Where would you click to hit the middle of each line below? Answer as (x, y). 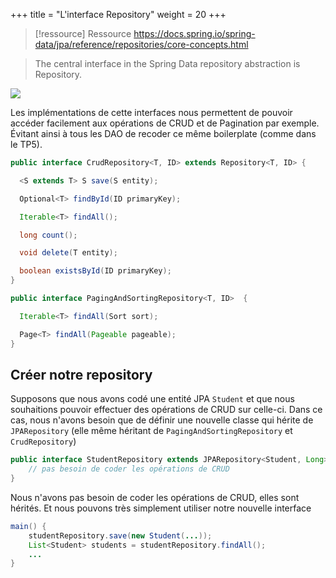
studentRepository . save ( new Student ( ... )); (120, 535)
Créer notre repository (81, 374)
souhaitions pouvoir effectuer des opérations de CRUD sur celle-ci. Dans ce (166, 410)
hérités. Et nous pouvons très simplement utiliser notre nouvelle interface (161, 508)
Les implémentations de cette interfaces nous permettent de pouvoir (151, 112)
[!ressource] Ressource (83, 33)
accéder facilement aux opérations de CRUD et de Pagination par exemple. (165, 123)
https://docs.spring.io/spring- (194, 33)
